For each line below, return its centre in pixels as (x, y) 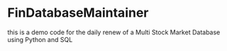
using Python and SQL (40, 39)
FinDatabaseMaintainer (78, 13)
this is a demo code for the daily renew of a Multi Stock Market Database (114, 32)
